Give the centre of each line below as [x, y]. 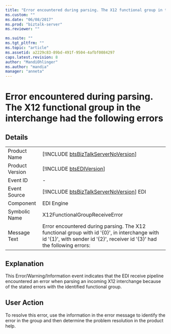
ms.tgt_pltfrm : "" [25, 43]
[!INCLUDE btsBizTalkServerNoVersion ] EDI [94, 192]
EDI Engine [55, 203]
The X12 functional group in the [73, 108]
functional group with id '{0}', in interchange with [101, 233]
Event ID [18, 180]
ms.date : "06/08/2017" [29, 19]
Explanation [25, 264]
